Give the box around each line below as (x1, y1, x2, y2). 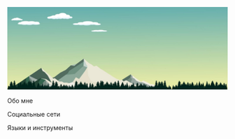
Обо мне (7, 96, 34, 105)
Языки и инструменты (7, 124, 73, 132)
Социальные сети (7, 110, 61, 118)
